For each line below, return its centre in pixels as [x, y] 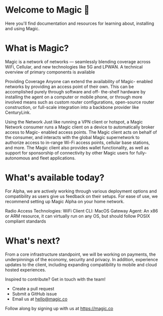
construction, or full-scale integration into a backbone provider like [72, 107]
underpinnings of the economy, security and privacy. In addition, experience [81, 259]
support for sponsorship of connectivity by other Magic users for [70, 153]
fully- [141, 153]
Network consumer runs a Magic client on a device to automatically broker [80, 127]
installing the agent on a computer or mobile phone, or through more [74, 97]
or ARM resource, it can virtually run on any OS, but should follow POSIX [78, 216]
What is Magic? [37, 48]
